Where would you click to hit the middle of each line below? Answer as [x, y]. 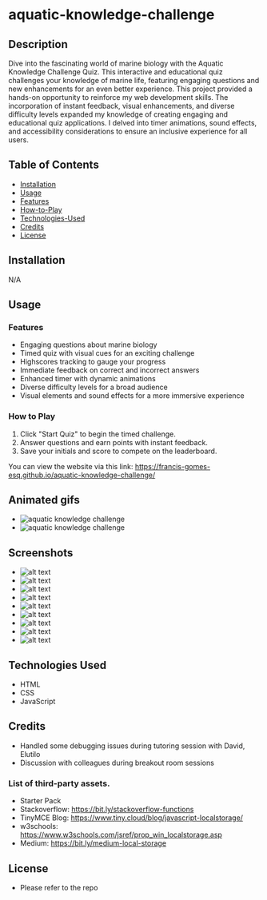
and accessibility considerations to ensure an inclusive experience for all [128, 131]
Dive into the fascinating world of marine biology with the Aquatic [116, 63]
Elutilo [30, 754]
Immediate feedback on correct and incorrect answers [110, 370]
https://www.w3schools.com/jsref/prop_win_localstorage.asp [121, 835]
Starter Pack [40, 801]
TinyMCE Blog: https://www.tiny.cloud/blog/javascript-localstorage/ [132, 818]
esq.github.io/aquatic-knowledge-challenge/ [82, 475]
